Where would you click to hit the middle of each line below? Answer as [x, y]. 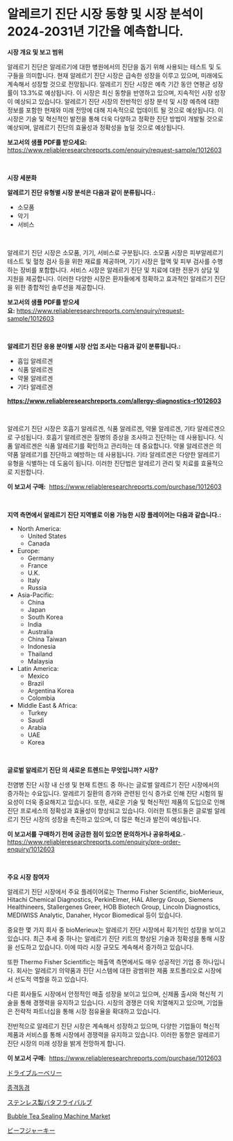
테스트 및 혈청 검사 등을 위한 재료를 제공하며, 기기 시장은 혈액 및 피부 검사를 [109, 261]
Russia [37, 587]
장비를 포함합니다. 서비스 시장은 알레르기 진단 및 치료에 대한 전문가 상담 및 [120, 270]
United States [47, 536]
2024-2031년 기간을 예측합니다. [95, 32]
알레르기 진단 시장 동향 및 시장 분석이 [105, 14]
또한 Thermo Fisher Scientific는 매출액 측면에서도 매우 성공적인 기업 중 [104, 961]
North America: [39, 528]
